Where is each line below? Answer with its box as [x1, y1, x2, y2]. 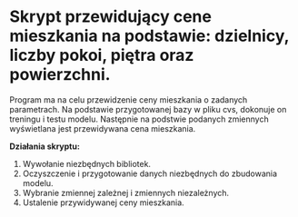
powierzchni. [9, 64, 111, 85]
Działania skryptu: [9, 141, 80, 152]
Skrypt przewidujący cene [9, 6, 212, 27]
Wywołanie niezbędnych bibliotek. [22, 158, 152, 169]
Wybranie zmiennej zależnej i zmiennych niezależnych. [22, 187, 230, 198]
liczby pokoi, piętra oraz [9, 45, 194, 65]
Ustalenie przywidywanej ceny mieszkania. [22, 197, 184, 208]
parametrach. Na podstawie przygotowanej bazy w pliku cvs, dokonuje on [9, 104, 287, 114]
